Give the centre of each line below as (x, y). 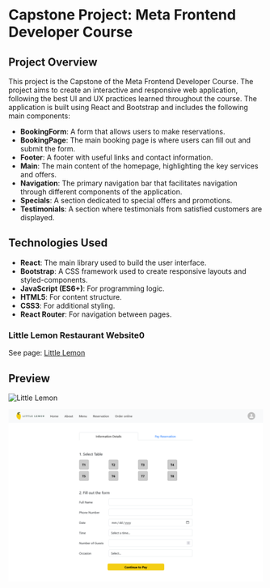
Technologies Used (58, 243)
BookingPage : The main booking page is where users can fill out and (135, 140)
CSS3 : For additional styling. (67, 305)
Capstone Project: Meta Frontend (122, 15)
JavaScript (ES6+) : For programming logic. (92, 288)
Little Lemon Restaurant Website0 (77, 335)
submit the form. (48, 149)
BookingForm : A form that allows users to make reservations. (122, 132)
